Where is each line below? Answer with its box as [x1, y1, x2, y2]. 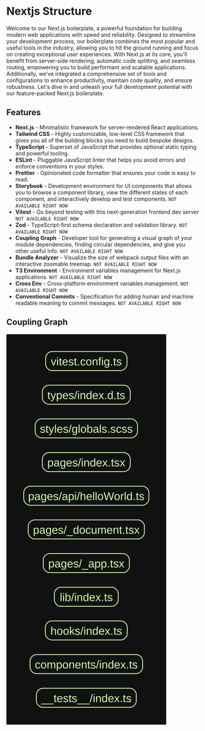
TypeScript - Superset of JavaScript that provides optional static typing [15, 143, 197, 151]
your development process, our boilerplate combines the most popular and [6, 37, 195, 45]
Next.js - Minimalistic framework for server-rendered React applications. [15, 124, 199, 131]
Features [6, 107, 41, 118]
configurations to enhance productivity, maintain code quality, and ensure [6, 77, 193, 84]
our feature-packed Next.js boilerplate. [6, 89, 105, 97]
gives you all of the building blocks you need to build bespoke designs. [15, 137, 195, 144]
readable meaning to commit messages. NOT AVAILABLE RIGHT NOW [15, 299, 181, 307]
